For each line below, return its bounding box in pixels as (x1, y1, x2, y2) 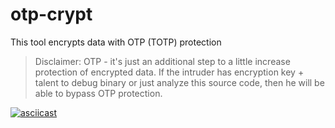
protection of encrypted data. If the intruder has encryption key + (34, 66, 305, 78)
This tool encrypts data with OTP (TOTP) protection (10, 36, 222, 48)
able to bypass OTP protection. (34, 87, 163, 99)
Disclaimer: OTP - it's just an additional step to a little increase (34, 55, 291, 67)
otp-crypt (10, 3, 93, 26)
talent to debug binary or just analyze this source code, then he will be (34, 76, 325, 88)
